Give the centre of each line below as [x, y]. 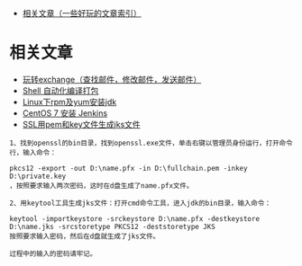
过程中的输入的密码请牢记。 [53, 253]
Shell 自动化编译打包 [60, 90]
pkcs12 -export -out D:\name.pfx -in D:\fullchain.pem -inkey [128, 168]
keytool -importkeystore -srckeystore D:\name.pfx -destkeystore [134, 218]
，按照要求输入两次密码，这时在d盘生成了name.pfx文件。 [101, 186]
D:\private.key [38, 176]
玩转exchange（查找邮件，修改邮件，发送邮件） [112, 79]
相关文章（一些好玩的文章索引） [82, 13]
